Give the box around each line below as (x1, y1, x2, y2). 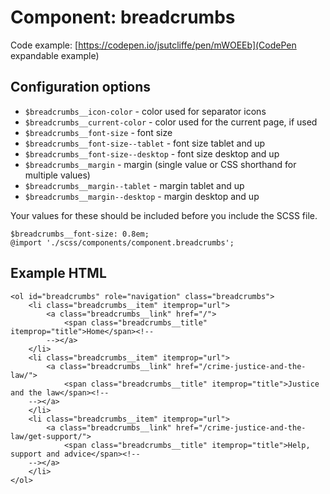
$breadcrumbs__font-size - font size (24, 126, 173, 138)
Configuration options (10, 79, 152, 96)
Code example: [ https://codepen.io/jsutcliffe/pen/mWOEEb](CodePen (10, 39, 297, 51)
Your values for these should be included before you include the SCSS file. (10, 209, 318, 221)
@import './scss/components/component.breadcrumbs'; (10, 237, 235, 248)
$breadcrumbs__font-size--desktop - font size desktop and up (24, 147, 280, 160)
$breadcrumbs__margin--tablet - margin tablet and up (24, 179, 245, 191)
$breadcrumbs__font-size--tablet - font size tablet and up (24, 137, 266, 149)
